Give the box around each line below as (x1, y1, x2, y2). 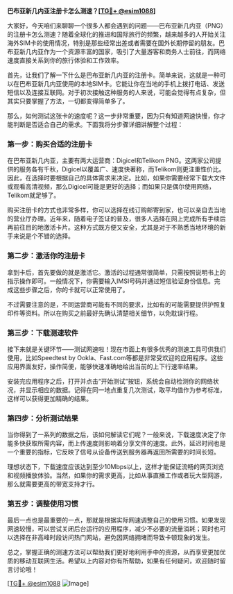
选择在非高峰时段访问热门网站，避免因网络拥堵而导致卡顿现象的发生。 (12, 534, 214, 542)
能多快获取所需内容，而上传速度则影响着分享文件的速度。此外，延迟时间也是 (7, 439, 226, 448)
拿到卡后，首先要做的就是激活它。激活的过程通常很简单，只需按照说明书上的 (7, 268, 226, 276)
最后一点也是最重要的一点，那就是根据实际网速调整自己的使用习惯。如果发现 (7, 516, 226, 525)
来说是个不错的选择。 (12, 232, 74, 240)
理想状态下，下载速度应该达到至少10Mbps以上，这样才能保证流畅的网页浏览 (7, 463, 224, 471)
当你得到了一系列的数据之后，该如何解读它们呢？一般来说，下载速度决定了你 (7, 430, 226, 439)
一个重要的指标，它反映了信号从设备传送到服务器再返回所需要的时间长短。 (7, 448, 220, 457)
